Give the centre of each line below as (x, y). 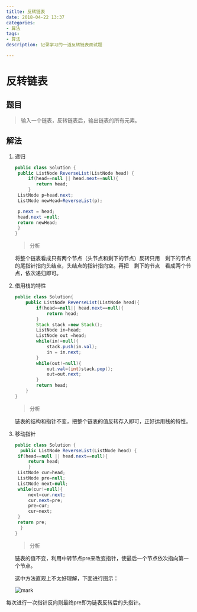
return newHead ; (38, 223)
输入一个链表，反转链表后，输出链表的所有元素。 (80, 120)
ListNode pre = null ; (41, 478)
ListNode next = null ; (43, 484)
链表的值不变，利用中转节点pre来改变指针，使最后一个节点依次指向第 (99, 558)
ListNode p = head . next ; (46, 195)
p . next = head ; (36, 212)
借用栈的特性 (30, 286)
